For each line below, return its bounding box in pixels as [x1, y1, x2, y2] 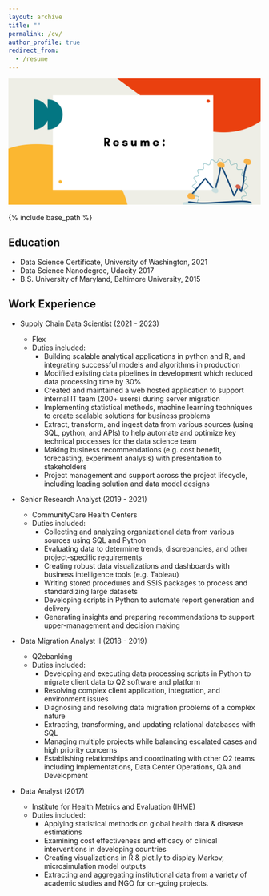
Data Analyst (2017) [19, 786, 86, 796]
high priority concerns [43, 745, 118, 754]
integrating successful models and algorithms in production [43, 360, 240, 369]
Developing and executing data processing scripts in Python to [43, 669, 251, 678]
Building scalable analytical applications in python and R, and [43, 351, 246, 360]
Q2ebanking [31, 651, 73, 661]
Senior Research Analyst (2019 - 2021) [19, 494, 147, 504]
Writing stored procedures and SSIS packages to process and [43, 577, 248, 588]
